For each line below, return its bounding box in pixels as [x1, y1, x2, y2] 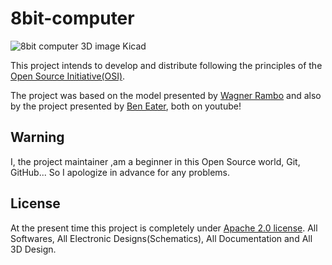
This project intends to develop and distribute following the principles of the [10, 59, 323, 71]
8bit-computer [10, 7, 135, 30]
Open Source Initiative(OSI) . [10, 70, 126, 82]
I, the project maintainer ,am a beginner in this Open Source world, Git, [10, 155, 301, 167]
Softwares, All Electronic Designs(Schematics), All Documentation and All [10, 232, 313, 244]
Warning [10, 129, 65, 146]
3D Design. [10, 243, 57, 255]
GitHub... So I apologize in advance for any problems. [10, 166, 230, 178]
